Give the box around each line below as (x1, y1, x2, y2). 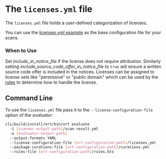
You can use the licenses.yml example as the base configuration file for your (5, 29, 162, 35)
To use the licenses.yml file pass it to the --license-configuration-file (5, 107, 153, 113)
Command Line (5, 94, 53, 102)
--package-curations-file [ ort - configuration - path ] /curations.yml (9, 145, 150, 150)
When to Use (5, 47, 37, 54)
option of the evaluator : (5, 112, 54, 118)
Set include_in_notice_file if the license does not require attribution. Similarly (5, 58, 161, 64)
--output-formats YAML (9, 135, 56, 141)
